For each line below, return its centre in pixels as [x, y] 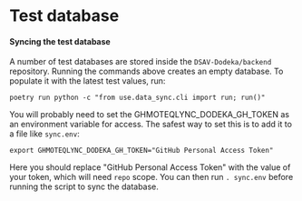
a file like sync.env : [44, 134]
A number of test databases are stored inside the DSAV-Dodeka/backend [141, 62]
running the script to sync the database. [84, 186]
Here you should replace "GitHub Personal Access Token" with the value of [150, 167]
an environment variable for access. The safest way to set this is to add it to [151, 125]
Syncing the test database [60, 41]
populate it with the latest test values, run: [88, 81]
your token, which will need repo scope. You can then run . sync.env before [151, 177]
